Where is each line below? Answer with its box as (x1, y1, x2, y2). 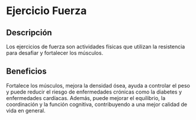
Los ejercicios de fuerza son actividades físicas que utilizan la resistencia (6, 43, 185, 50)
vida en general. (6, 107, 46, 114)
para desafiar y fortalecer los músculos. (6, 49, 104, 56)
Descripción (6, 28, 52, 38)
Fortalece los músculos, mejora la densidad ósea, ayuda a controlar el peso (6, 82, 191, 89)
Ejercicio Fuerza (6, 4, 87, 18)
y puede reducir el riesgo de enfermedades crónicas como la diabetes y (6, 88, 182, 95)
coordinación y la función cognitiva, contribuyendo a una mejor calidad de (6, 101, 188, 108)
